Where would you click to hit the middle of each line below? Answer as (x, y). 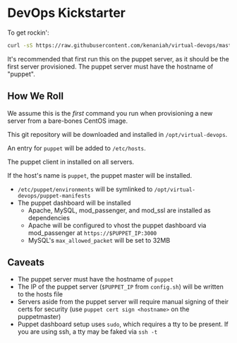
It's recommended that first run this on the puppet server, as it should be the (118, 59)
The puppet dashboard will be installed (74, 203)
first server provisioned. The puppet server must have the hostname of (110, 66)
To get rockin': (28, 32)
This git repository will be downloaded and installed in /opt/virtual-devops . (117, 134)
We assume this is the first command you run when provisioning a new (110, 113)
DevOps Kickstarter (66, 13)
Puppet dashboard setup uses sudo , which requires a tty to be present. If (123, 324)
